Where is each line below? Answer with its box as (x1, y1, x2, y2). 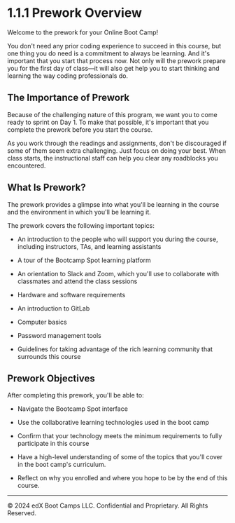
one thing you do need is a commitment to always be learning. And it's (7, 49, 211, 57)
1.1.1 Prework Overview (7, 5, 142, 21)
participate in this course (17, 440, 90, 448)
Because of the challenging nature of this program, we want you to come (7, 110, 218, 118)
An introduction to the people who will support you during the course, (17, 235, 218, 243)
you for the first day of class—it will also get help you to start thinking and (7, 64, 220, 72)
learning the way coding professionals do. (7, 72, 128, 80)
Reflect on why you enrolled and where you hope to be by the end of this (17, 474, 228, 482)
